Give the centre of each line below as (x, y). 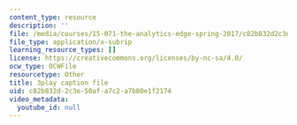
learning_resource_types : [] (63, 50)
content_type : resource (53, 17)
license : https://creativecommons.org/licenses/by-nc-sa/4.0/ (126, 58)
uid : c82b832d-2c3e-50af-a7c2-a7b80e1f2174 (91, 91)
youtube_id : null (49, 107)
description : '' (39, 26)
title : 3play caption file (59, 83)
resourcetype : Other (47, 75)
